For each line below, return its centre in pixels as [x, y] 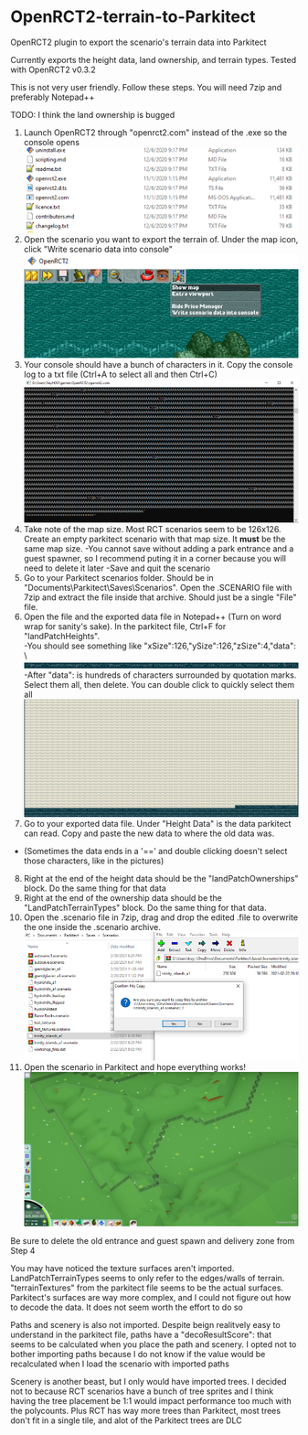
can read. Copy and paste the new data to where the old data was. [149, 833]
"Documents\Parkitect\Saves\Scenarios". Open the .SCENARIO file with [158, 588]
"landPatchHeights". [61, 637]
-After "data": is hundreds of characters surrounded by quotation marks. [160, 675]
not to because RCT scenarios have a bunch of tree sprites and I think [142, 1391]
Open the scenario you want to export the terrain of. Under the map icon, [161, 239]
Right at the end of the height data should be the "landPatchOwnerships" [161, 879]
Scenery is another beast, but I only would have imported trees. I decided [149, 1382]
